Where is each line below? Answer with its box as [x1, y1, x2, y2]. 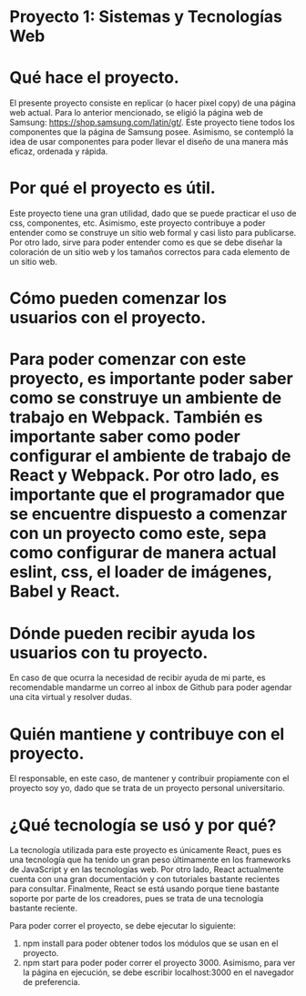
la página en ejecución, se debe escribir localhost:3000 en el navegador [22, 967, 294, 978]
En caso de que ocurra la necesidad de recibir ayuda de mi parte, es [9, 672, 266, 684]
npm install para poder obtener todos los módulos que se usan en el [22, 938, 279, 949]
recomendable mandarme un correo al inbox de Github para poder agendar [9, 682, 292, 693]
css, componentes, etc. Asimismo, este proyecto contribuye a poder [9, 218, 266, 229]
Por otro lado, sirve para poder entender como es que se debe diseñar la [9, 237, 283, 248]
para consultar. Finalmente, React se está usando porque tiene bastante [9, 883, 280, 894]
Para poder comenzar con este [9, 349, 247, 370]
